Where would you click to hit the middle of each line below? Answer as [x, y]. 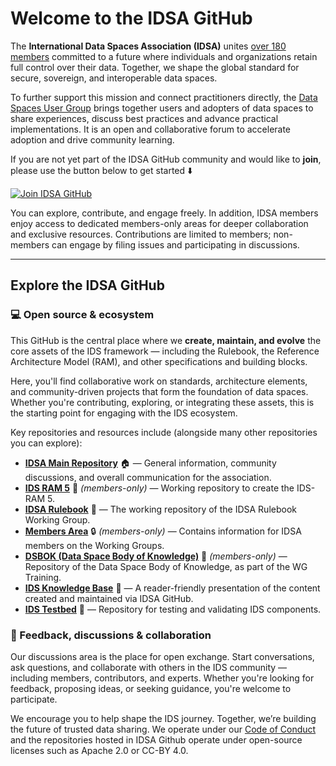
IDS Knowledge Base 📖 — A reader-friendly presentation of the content [172, 588]
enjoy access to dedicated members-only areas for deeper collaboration [159, 223]
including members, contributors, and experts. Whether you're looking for [162, 678]
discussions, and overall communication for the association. [148, 477]
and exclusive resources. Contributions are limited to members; [141, 234]
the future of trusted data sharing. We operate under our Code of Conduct [163, 729]
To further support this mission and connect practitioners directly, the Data [164, 97]
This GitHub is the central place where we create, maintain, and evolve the [166, 340]
